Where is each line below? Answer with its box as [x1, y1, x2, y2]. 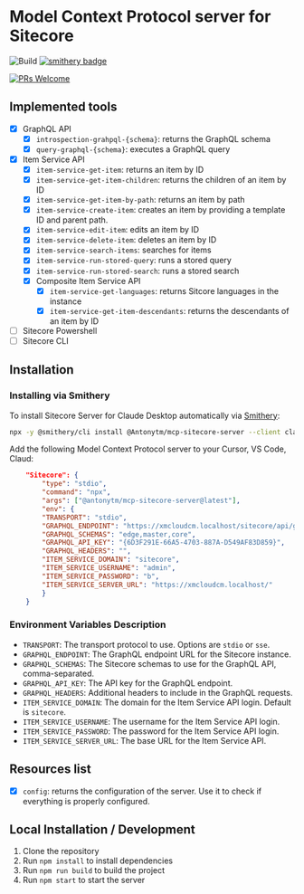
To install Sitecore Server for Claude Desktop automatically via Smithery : [9, 410, 280, 421]
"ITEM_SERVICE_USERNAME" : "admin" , [42, 564, 176, 573]
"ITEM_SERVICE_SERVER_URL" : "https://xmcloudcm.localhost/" [42, 580, 273, 589]
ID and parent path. [35, 214, 109, 225]
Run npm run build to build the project [22, 865, 166, 876]
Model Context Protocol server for [9, 6, 271, 27]
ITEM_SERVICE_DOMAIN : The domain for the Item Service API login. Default [22, 697, 291, 708]
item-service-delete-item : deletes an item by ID [35, 234, 217, 245]
